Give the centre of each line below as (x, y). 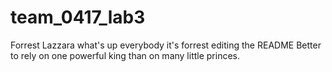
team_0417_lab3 (78, 17)
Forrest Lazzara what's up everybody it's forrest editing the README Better (166, 45)
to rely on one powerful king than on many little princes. (125, 55)
